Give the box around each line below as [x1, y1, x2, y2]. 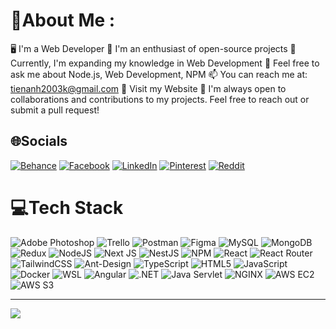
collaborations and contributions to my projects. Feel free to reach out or [10, 93, 310, 105]
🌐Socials [10, 133, 68, 150]
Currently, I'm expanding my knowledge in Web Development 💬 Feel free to [10, 57, 320, 69]
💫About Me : [10, 9, 116, 32]
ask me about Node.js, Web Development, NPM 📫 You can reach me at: [10, 68, 308, 80]
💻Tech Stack [10, 196, 124, 219]
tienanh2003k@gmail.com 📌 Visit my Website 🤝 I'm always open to [10, 82, 287, 94]
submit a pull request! [10, 104, 100, 116]
